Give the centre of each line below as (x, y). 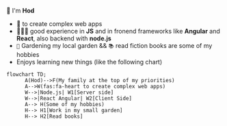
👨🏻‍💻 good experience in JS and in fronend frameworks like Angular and (118, 31)
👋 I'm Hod (21, 11)
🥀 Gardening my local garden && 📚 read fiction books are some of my (114, 46)
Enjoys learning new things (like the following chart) (89, 62)
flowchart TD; (27, 75)
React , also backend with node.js (64, 38)
